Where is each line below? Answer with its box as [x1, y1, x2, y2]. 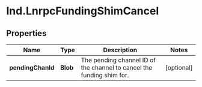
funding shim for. [81, 71, 129, 79]
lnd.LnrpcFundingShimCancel [6, 4, 159, 18]
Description [103, 46, 138, 54]
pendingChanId [9, 64, 55, 71]
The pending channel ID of [81, 56, 156, 64]
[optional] [165, 64, 193, 71]
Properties [6, 28, 47, 38]
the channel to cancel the [81, 64, 153, 71]
